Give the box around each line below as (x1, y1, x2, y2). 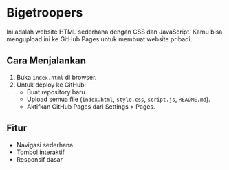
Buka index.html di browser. (16, 73, 97, 81)
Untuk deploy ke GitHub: (16, 81, 87, 89)
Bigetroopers (6, 5, 83, 21)
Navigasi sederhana (16, 140, 74, 149)
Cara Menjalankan (6, 55, 87, 67)
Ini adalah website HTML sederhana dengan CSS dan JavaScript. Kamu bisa (6, 28, 223, 36)
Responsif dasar (16, 155, 63, 163)
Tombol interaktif (16, 148, 65, 156)
